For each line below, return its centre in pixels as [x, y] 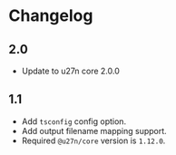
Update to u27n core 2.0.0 [70, 71]
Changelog [51, 16]
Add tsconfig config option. [74, 121]
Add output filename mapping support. [94, 131]
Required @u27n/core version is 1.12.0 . [93, 140]
